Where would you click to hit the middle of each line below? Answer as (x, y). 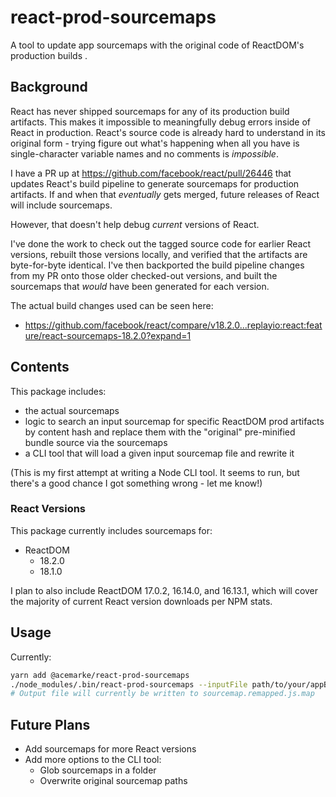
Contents (40, 367)
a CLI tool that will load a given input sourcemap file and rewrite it (159, 453)
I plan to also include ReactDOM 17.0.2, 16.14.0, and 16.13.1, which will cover (164, 590)
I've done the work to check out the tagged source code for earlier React (160, 243)
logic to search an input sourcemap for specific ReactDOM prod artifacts (174, 421)
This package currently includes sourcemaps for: (111, 530)
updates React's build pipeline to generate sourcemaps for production (155, 183)
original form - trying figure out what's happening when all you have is (155, 143)
